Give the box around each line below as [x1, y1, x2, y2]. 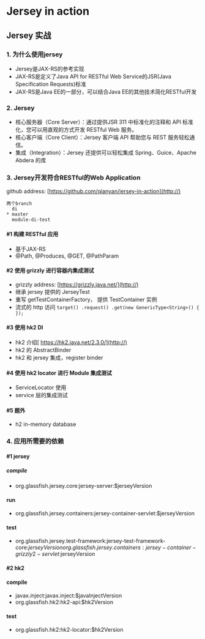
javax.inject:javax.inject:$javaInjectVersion [15, 592, 122, 599]
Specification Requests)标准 [15, 80, 87, 88]
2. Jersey [6, 103, 35, 112]
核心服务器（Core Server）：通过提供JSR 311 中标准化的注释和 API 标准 [15, 118, 194, 126]
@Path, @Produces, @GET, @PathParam [15, 252, 119, 260]
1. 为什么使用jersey [6, 50, 63, 59]
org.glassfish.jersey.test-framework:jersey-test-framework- [15, 537, 166, 545]
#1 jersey [6, 453, 30, 460]
